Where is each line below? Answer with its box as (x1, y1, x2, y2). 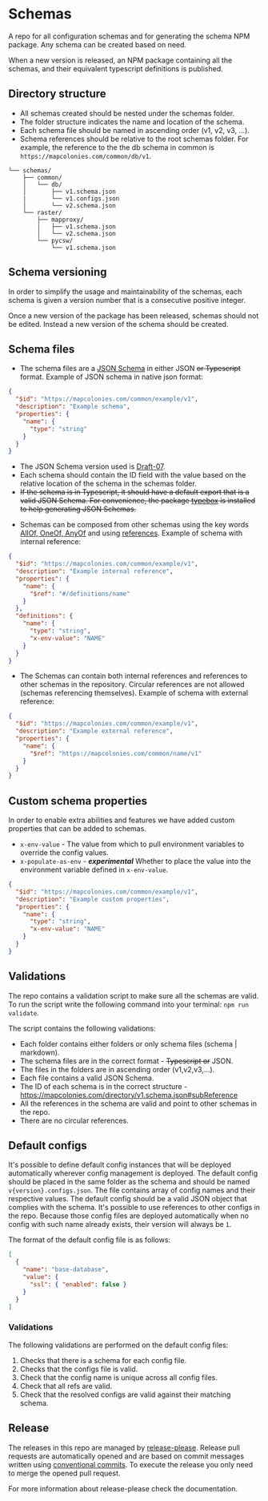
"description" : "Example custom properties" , (15, 895, 170, 903)
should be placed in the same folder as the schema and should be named (8, 1177, 250, 1187)
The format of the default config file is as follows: (8, 1235, 170, 1245)
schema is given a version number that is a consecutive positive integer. (8, 295, 246, 305)
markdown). (19, 1047, 60, 1057)
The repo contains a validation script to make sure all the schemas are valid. (8, 991, 259, 1000)
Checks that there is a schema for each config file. (19, 1355, 186, 1365)
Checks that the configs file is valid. (19, 1364, 138, 1374)
